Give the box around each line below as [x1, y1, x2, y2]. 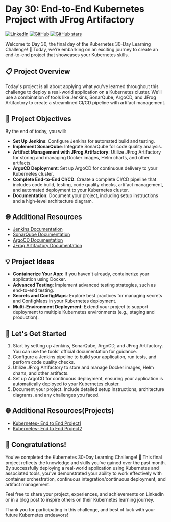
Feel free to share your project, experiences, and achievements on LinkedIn [5, 491, 164, 497]
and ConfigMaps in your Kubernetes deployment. [12, 298, 116, 304]
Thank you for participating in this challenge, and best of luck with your [5, 506, 155, 512]
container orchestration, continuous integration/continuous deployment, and [5, 475, 166, 482]
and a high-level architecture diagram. [12, 198, 93, 204]
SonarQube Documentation [12, 231, 70, 238]
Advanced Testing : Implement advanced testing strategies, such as [12, 282, 156, 288]
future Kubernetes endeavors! [5, 512, 68, 518]
